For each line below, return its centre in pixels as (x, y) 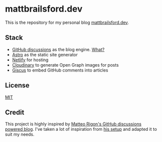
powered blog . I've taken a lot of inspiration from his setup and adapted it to (81, 129)
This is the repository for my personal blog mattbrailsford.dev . (67, 22)
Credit (15, 112)
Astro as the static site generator (45, 54)
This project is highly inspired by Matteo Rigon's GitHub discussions (73, 124)
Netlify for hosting (30, 60)
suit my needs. (20, 134)
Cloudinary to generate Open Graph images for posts (65, 65)
